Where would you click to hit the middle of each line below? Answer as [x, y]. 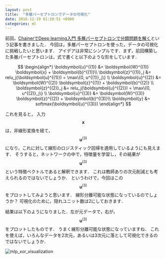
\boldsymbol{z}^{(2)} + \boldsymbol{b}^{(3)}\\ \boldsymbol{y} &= [83, 99]
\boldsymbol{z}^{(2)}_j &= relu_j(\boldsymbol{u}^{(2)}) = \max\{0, [83, 88]
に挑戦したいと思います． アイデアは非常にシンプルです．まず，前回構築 [79, 51]
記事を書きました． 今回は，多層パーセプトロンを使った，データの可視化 [84, 45]
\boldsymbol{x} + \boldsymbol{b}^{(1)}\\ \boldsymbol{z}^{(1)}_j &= [83, 72]
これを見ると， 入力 [25, 114]
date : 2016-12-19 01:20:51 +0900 [40, 19]
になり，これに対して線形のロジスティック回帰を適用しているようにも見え [81, 148]
